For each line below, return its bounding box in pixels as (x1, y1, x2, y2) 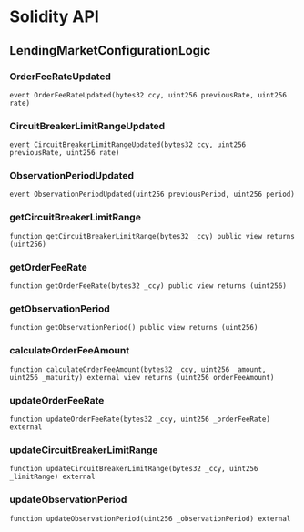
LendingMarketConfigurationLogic (9, 43, 211, 58)
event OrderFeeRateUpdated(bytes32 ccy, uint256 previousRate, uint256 (9, 90, 287, 99)
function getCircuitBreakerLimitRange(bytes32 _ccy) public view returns (9, 231, 296, 240)
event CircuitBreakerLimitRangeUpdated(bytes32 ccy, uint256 (9, 140, 247, 149)
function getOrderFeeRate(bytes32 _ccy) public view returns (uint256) (9, 281, 287, 291)
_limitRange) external (9, 472, 96, 482)
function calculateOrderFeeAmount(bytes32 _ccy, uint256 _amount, (9, 364, 267, 374)
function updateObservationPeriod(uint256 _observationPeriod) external (9, 514, 291, 523)
